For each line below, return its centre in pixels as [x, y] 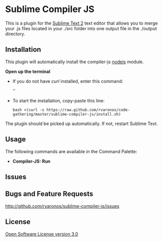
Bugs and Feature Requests [49, 194]
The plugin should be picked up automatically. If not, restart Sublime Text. [82, 124]
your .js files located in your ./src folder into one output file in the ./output [81, 28]
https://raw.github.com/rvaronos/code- [88, 110]
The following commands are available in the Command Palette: [71, 151]
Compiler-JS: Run [31, 161]
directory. [15, 34]
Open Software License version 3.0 [42, 234]
